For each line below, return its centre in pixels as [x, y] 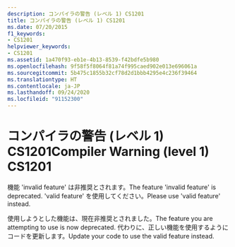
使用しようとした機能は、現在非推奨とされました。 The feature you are [110, 218]
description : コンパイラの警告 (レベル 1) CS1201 [76, 14]
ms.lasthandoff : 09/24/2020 [49, 92]
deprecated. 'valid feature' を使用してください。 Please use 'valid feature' [114, 195]
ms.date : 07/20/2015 [38, 27]
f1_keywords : [26, 34]
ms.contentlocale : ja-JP [44, 86]
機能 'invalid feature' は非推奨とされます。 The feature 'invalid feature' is [112, 187]
